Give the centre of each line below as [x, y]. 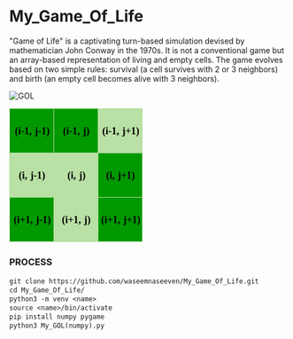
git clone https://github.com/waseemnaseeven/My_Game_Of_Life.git [134, 281]
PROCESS [31, 262]
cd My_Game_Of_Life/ [47, 290]
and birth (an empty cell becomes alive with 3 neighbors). [114, 78]
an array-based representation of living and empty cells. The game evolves [146, 59]
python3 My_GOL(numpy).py [57, 326]
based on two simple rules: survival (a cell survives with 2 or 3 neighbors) [144, 69]
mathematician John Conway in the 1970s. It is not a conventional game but [147, 50]
